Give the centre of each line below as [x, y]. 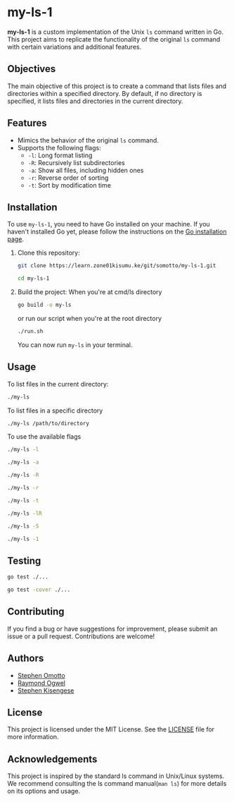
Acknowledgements [52, 759]
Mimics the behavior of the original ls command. [88, 140]
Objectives [32, 69]
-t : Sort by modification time [69, 185]
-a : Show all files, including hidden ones [86, 170]
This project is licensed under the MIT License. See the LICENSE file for [111, 729]
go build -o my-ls [44, 305]
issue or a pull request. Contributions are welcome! [81, 636]
